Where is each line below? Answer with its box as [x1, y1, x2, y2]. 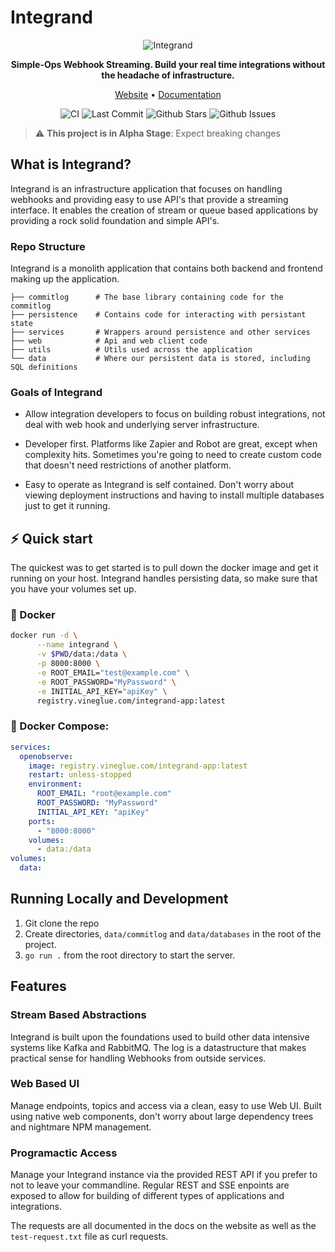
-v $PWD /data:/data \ [36, 649, 128, 660]
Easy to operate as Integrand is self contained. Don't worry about [24, 479, 295, 491]
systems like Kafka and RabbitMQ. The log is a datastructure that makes [10, 1041, 307, 1053]
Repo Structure [10, 239, 86, 253]
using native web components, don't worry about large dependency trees [10, 1110, 314, 1122]
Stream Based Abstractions [10, 1008, 147, 1022]
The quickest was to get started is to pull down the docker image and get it [10, 562, 319, 574]
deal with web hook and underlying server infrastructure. [24, 419, 260, 431]
